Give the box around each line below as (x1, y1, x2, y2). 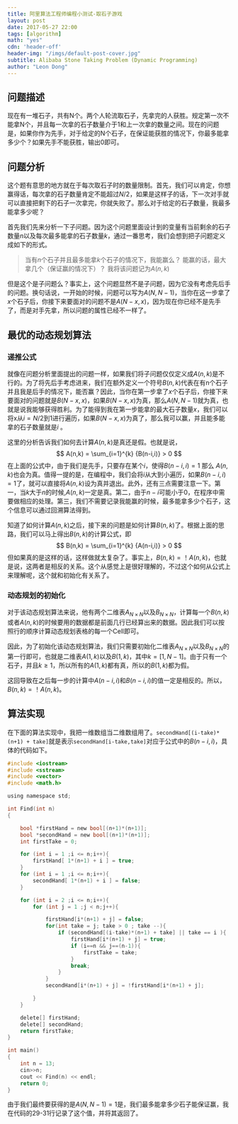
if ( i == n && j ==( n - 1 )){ (70, 942, 141, 949)
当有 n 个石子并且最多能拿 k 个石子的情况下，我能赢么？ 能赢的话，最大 (24, 256, 227, 264)
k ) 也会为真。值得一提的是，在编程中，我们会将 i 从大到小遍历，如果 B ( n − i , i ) (7, 470, 227, 479)
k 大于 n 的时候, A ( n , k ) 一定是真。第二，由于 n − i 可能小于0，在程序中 (25, 488, 220, 496)
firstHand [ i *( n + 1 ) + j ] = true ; (70, 936, 166, 943)
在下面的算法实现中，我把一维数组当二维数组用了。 (7, 728, 157, 736)
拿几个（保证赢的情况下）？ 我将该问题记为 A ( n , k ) (24, 264, 170, 273)
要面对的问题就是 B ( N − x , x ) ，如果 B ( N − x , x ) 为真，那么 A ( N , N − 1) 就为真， (7, 395, 223, 405)
